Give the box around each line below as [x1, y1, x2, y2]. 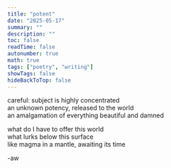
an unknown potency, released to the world [7, 104, 134, 112]
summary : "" [7, 23, 43, 31]
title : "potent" [7, 10, 55, 18]
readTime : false [7, 43, 55, 51]
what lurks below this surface [7, 132, 94, 141]
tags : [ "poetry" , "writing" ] [7, 63, 94, 70]
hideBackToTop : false [7, 76, 72, 84]
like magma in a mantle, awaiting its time [7, 140, 126, 149]
